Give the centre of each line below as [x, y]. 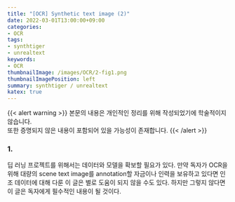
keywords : [22, 60]
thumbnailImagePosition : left [52, 79]
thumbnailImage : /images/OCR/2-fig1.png [67, 72]
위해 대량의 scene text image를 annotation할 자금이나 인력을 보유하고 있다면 [113, 174]
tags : [15, 40]
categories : [25, 27]
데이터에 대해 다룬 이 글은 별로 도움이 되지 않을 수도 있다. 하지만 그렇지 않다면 [120, 182]
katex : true [25, 92]
